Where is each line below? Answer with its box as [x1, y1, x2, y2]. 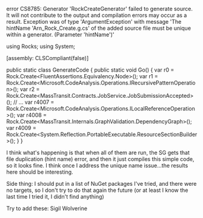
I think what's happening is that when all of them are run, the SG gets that [6, 149, 190, 156]
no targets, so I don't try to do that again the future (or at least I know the [6, 186, 188, 194]
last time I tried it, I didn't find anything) [6, 193, 104, 200]
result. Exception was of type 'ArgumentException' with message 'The [6, 18, 182, 25]
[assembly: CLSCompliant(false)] [6, 55, 89, 61]
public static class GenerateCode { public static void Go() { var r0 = [6, 66, 175, 73]
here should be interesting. [6, 168, 74, 175]
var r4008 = [16, 112, 47, 118]
